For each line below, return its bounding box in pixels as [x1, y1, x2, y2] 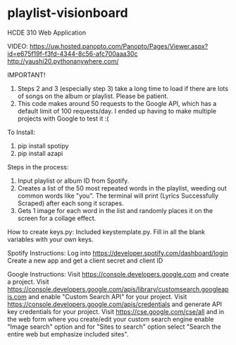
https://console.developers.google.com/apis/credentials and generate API [7, 300, 223, 308]
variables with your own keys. [7, 235, 94, 243]
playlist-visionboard [7, 5, 128, 21]
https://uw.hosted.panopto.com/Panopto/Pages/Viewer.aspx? [29, 42, 209, 50]
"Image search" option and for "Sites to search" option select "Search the [7, 322, 221, 331]
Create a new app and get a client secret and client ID [7, 256, 163, 265]
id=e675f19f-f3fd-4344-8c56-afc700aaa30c [7, 49, 138, 58]
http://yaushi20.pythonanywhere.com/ [7, 56, 119, 65]
